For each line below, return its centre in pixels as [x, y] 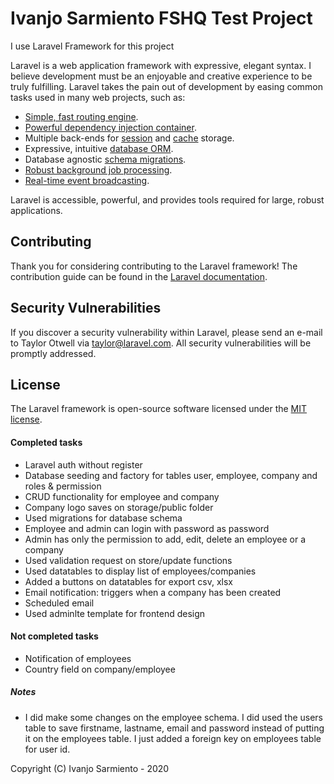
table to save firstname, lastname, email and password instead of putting [174, 728]
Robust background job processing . [98, 169]
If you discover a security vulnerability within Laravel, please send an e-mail [166, 332]
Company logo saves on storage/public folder [119, 507]
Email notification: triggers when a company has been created [153, 592]
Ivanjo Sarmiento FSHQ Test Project [161, 18]
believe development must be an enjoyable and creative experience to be [161, 76]
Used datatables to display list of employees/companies [140, 571]
